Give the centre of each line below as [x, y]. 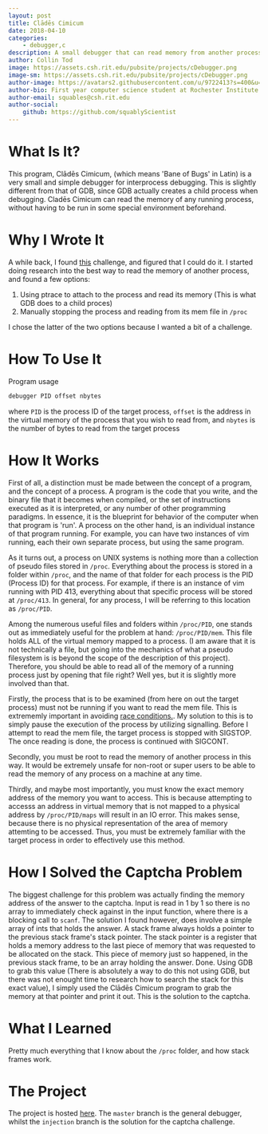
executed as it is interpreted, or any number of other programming [117, 508]
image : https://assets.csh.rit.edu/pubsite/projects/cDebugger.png [123, 68]
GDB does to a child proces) [66, 303]
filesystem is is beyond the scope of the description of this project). [119, 658]
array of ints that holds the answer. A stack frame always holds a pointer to [131, 928]
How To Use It [55, 359]
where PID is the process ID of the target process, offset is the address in [130, 411]
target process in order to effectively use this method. [97, 840]
